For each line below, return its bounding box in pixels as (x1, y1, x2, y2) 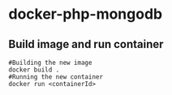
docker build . (8, 66, 60, 74)
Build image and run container (8, 37, 164, 51)
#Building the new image (8, 58, 92, 67)
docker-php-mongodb (8, 5, 163, 24)
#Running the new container (8, 73, 104, 81)
